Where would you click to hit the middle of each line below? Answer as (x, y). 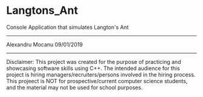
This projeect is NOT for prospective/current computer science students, (97, 81)
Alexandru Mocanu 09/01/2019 (45, 44)
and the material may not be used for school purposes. (75, 87)
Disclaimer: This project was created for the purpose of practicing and (94, 61)
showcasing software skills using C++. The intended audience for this (93, 68)
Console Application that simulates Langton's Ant (67, 27)
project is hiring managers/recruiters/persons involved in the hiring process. (101, 74)
